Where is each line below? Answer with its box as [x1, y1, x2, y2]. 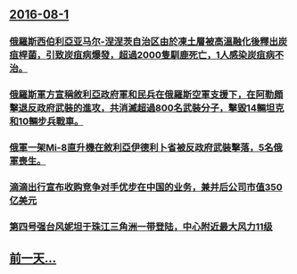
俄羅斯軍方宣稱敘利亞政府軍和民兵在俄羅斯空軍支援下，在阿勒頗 [9, 88, 284, 101]
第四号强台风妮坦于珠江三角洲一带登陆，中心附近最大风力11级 [9, 220, 274, 233]
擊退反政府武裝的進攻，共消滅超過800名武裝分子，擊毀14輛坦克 [9, 102, 285, 114]
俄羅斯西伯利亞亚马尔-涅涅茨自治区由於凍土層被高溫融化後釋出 [9, 36, 279, 48]
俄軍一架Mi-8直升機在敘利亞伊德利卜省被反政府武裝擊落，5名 [9, 142, 274, 154]
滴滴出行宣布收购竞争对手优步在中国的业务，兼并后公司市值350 [9, 181, 283, 194]
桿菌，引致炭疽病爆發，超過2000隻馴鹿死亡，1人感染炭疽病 [18, 49, 275, 62]
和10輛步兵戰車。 [9, 115, 84, 128]
